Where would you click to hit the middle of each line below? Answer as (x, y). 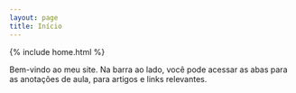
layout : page (34, 18)
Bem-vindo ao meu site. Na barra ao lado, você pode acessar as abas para (148, 70)
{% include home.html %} (57, 51)
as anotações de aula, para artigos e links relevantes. (108, 79)
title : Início (36, 26)
